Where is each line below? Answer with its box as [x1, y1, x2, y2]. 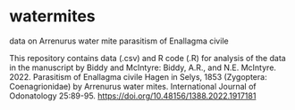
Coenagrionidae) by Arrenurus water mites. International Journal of [9, 81, 257, 91]
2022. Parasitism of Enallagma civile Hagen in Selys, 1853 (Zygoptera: [9, 71, 267, 82]
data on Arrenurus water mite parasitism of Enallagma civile [9, 35, 230, 46]
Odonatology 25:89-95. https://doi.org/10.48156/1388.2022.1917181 [9, 90, 257, 101]
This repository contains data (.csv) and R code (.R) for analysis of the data [9, 52, 286, 63]
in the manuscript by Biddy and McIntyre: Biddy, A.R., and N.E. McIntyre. [9, 62, 277, 73]
